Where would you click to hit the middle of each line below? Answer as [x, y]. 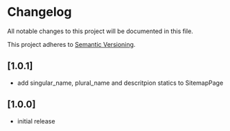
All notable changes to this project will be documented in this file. [100, 31]
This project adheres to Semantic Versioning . [71, 44]
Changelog [39, 12]
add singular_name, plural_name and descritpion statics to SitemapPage [120, 83]
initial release [36, 121]
